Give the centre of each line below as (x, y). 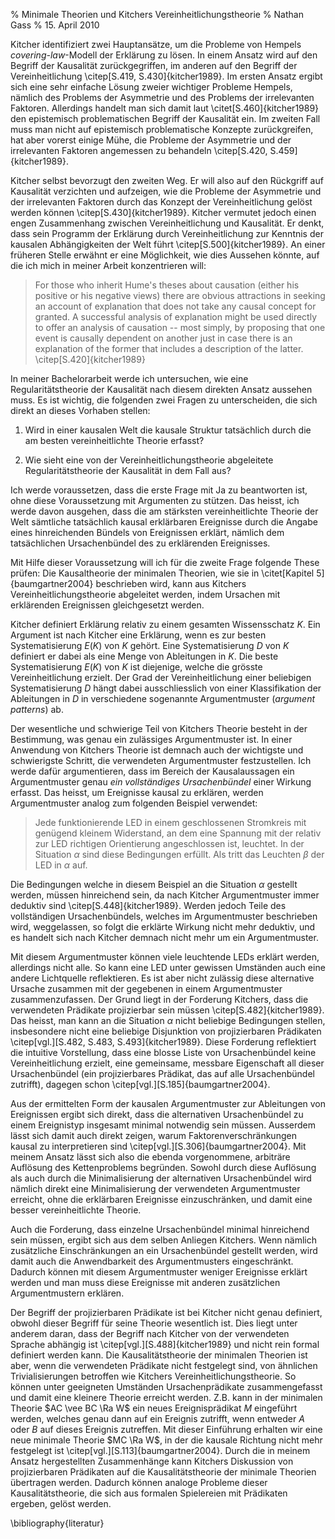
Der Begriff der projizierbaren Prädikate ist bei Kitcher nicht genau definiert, (166, 1312)
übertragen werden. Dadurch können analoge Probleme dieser (139, 1482)
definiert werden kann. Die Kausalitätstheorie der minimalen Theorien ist (159, 1355)
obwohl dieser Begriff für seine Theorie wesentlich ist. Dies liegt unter (154, 1323)
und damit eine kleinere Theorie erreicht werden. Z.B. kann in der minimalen (166, 1397)
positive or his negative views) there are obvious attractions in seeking (180, 295)
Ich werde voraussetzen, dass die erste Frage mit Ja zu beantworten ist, (159, 490)
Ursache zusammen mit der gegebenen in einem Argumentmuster (146, 988)
